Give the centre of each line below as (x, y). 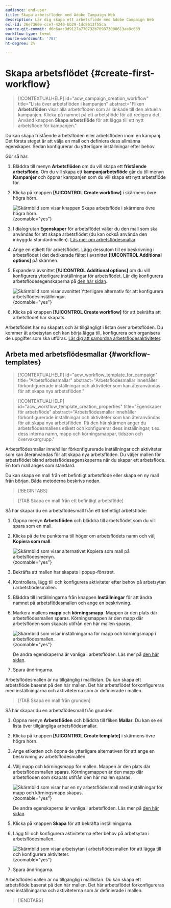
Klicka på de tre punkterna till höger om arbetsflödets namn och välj (84, 535)
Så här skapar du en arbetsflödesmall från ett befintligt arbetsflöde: (76, 510)
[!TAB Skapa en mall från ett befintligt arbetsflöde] (71, 501)
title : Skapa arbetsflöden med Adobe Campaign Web (60, 15)
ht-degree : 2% (20, 44)
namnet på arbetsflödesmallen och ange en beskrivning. (72, 603)
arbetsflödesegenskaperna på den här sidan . (60, 281)
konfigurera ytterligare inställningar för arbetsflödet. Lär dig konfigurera (88, 276)
